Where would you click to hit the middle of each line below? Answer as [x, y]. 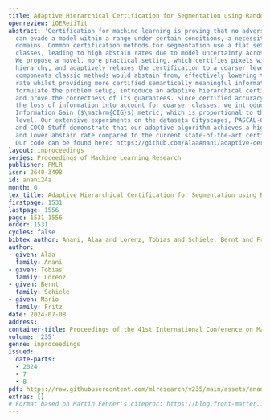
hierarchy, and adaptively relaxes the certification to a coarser [131, 68]
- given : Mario [34, 300]
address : [23, 322]
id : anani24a [30, 180]
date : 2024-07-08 [37, 314]
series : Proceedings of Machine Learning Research [95, 157]
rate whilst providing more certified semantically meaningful [123, 83]
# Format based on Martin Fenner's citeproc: [86, 404]
